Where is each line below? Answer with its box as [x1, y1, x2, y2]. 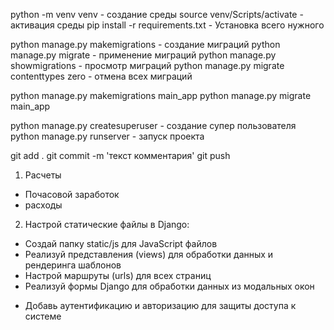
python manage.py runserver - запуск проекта [10, 130, 205, 142]
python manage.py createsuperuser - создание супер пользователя [10, 120, 297, 131]
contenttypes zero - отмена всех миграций [10, 70, 193, 82]
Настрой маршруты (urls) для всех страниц [24, 270, 212, 281]
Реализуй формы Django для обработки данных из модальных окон [24, 280, 315, 292]
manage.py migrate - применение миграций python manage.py [10, 49, 277, 61]
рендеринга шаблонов [24, 259, 122, 271]
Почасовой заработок [24, 189, 120, 200]
